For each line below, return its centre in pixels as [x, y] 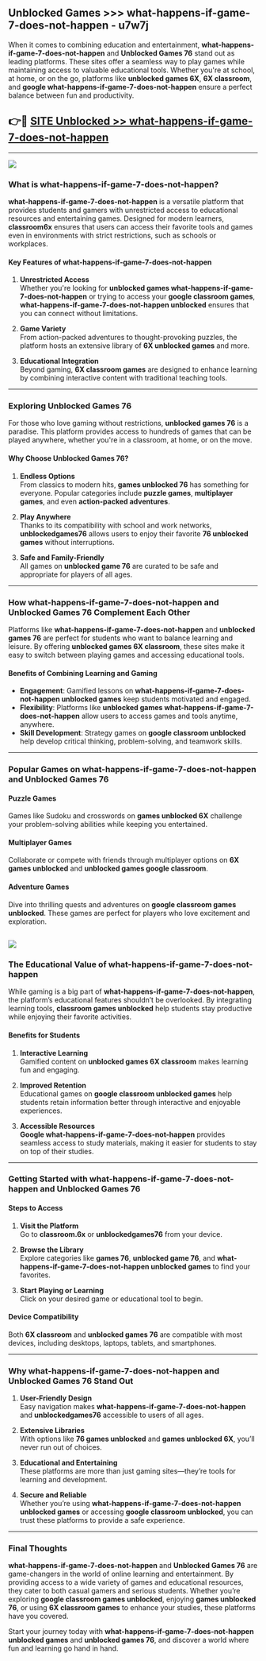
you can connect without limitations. [79, 314]
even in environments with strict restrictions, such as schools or [112, 235]
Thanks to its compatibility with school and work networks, [116, 525]
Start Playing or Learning [62, 1290]
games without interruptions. [67, 542]
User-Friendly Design [56, 1398]
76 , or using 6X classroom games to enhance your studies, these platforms [132, 1608]
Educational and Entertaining [68, 1463]
